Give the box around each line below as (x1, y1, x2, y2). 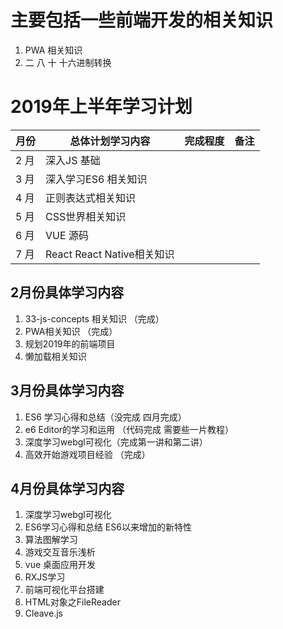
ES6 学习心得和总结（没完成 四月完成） (24, 411, 187, 423)
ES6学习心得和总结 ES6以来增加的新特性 (24, 521, 192, 533)
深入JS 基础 (45, 153, 101, 167)
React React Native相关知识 (45, 247, 175, 261)
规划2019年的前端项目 (24, 337, 116, 350)
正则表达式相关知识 (45, 191, 137, 205)
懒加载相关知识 (24, 350, 87, 362)
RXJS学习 (24, 571, 66, 583)
